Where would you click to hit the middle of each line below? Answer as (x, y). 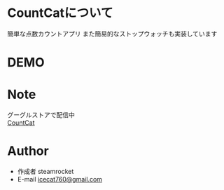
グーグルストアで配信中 (41, 115)
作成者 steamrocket (45, 171)
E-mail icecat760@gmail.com (60, 179)
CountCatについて (60, 13)
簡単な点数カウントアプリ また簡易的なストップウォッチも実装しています (112, 34)
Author (28, 151)
